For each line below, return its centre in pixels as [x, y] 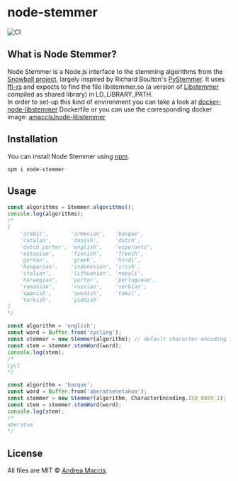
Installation [33, 139]
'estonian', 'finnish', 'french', [82, 254]
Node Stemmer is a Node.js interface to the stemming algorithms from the [115, 71]
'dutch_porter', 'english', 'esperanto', [87, 247]
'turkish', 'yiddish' [60, 300]
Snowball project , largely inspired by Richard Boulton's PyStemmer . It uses [116, 79]
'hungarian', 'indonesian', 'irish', [80, 267]
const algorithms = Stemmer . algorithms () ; [71, 207]
